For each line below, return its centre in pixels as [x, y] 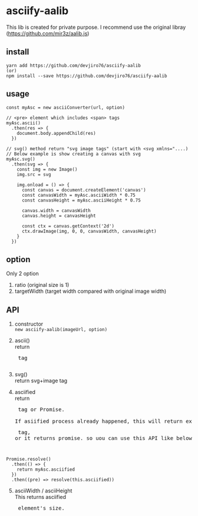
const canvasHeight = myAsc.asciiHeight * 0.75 [81, 200]
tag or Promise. [41, 410]
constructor [29, 324]
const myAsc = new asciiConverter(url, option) [66, 107]
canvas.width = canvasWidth [56, 210]
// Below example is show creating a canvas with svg [74, 154]
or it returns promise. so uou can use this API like [94, 438]
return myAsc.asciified [46, 469]
